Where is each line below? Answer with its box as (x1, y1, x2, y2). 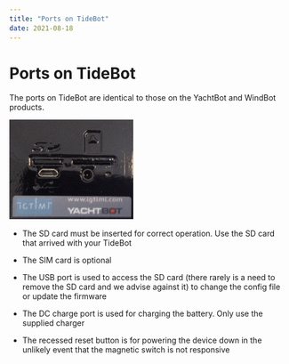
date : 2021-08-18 (9, 23, 74, 33)
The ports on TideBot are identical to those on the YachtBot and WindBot (9, 93, 277, 103)
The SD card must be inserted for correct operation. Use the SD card (21, 228, 276, 239)
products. (9, 102, 44, 113)
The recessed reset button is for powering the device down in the (21, 335, 262, 346)
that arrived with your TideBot (21, 238, 132, 248)
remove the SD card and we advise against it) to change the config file (21, 281, 281, 293)
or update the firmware (21, 291, 108, 302)
